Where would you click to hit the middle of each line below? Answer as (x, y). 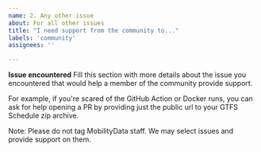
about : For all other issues (56, 23)
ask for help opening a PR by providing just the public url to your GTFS (123, 107)
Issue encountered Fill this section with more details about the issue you (127, 75)
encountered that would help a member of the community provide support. (130, 84)
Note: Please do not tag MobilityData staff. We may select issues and (121, 131)
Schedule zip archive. (44, 115)
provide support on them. (50, 139)
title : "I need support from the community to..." (94, 30)
